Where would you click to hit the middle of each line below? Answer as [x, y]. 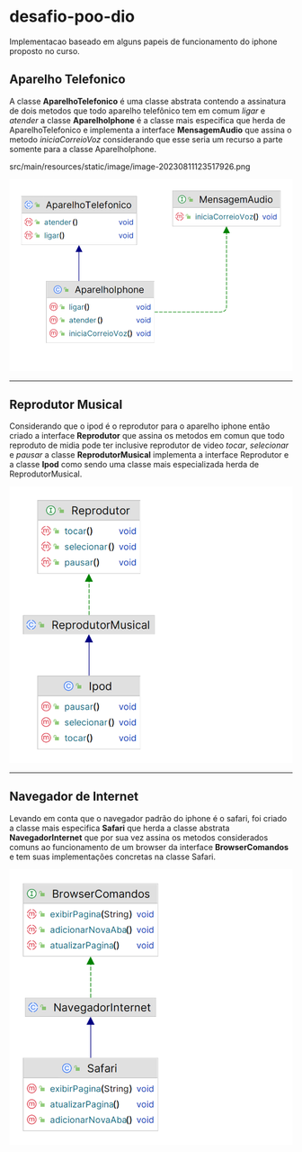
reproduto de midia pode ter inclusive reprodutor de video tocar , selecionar [149, 445]
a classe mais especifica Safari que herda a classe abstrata [120, 828]
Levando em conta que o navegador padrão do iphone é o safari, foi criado [148, 818]
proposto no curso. [45, 50]
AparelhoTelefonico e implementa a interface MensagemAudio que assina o [151, 130]
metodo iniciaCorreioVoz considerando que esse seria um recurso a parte [146, 139]
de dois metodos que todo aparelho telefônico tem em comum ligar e [138, 111]
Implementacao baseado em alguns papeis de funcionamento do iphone [143, 41]
